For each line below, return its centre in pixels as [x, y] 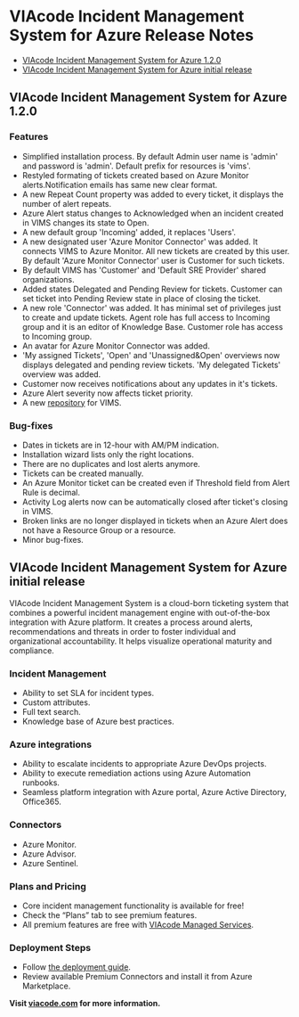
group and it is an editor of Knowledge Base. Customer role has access [152, 326]
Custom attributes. [56, 702]
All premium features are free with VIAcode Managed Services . [138, 924]
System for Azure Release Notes [132, 35]
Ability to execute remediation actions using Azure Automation [136, 774]
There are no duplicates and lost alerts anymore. [111, 463]
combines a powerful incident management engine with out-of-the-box [140, 612]
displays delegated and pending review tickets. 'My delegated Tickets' [151, 365]
